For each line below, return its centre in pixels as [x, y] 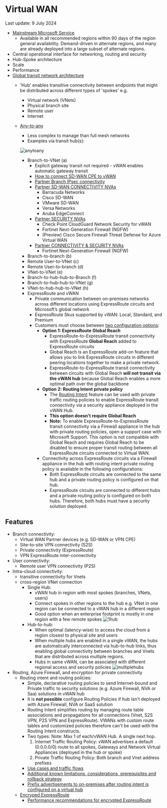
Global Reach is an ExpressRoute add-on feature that [104, 352]
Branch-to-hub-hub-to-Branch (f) [62, 277]
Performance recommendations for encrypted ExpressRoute [89, 800]
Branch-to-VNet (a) [47, 160]
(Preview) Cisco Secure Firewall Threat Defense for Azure [101, 234]
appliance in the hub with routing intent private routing [98, 463]
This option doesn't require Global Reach [93, 416]
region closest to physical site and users [76, 635]
